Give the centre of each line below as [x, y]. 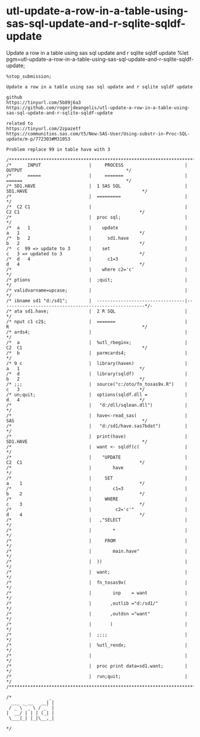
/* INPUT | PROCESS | [97, 165]
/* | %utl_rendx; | [97, 645]
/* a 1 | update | [97, 228]
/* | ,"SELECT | [97, 520]
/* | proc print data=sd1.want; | [97, 666]
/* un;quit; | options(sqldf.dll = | [97, 395]
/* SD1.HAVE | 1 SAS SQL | [97, 186]
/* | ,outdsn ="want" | [97, 614]
